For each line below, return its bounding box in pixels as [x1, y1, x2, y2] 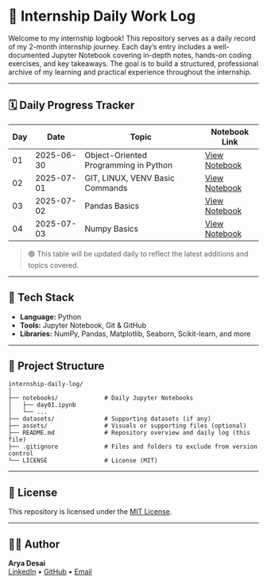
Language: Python [19, 311, 82, 321]
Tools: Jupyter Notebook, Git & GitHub [19, 320, 147, 330]
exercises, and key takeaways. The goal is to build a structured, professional [8, 59, 259, 68]
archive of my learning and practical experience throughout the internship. [8, 67, 252, 76]
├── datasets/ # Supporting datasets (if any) [8, 415, 212, 423]
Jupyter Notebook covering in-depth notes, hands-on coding [51, 50, 252, 60]
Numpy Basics [84, 222, 139, 234]
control [8, 450, 34, 458]
